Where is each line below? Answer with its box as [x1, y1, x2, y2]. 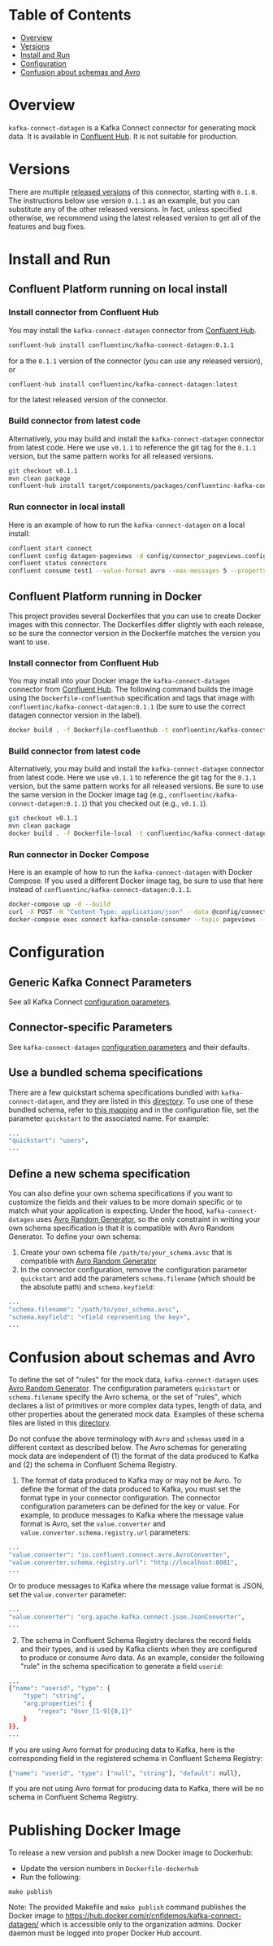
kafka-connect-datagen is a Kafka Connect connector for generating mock [8, 122, 257, 132]
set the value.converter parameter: [8, 1589, 128, 1599]
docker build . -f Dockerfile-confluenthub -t [8, 727, 169, 735]
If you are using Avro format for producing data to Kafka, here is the [8, 1745, 236, 1755]
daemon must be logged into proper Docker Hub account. [8, 1928, 202, 1938]
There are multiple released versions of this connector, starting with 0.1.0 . [8, 187, 258, 196]
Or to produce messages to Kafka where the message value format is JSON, [8, 1580, 264, 1590]
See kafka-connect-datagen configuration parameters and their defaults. [8, 1042, 250, 1052]
